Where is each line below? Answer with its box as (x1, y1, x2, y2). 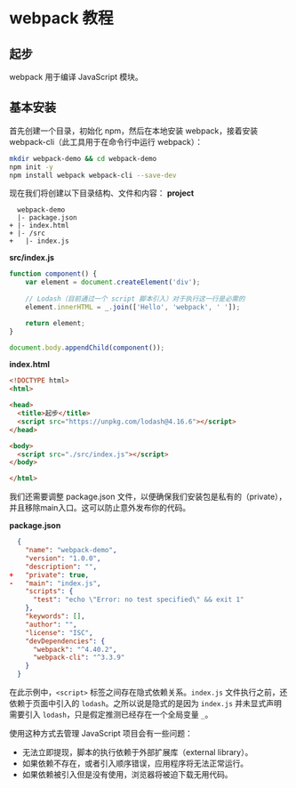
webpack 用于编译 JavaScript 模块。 (9, 72, 144, 82)
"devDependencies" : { (25, 637, 105, 646)
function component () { (9, 269, 98, 278)
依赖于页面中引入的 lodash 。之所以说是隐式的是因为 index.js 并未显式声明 (9, 698, 283, 709)
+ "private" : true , (9, 570, 90, 579)
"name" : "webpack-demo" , (25, 546, 117, 555)
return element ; (25, 318, 86, 327)
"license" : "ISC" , (25, 628, 93, 637)
